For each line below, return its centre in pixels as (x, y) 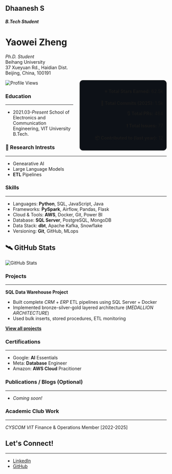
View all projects (24, 328)
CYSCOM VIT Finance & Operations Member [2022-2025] (67, 427)
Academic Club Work (32, 411)
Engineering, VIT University (41, 129)
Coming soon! (27, 398)
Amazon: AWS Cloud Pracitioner (47, 369)
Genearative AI (28, 163)
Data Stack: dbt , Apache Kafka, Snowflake (58, 225)
